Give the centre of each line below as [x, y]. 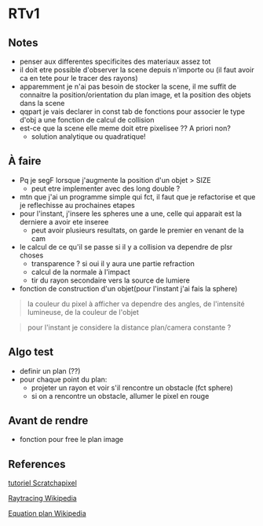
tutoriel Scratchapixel [42, 483]
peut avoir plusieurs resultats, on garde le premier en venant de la [138, 230]
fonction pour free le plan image [71, 440]
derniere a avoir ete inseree [64, 221]
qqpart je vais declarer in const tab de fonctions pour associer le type [132, 111]
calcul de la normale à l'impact [81, 272]
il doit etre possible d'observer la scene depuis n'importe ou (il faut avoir [137, 70]
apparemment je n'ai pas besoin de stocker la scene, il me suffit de [128, 86]
